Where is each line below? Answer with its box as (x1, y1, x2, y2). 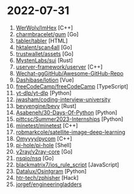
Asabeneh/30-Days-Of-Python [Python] (15, 109, 117, 116)
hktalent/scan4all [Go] (15, 44, 73, 51)
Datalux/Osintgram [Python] (15, 167, 87, 175)
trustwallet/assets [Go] (15, 50, 74, 57)
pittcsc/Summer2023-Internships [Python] (15, 115, 124, 123)
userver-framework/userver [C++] (15, 63, 103, 71)
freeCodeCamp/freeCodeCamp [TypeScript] (15, 82, 128, 90)
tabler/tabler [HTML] (15, 37, 68, 44)
